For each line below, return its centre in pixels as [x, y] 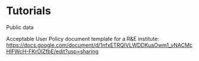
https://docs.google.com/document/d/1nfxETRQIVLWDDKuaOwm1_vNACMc [99, 45]
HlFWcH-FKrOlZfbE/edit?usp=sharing [52, 51]
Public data [20, 27]
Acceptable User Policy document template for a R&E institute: [83, 38]
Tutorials [29, 11]
